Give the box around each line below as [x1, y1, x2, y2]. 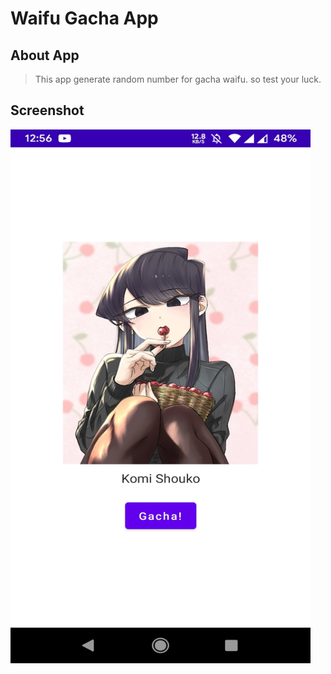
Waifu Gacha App [10, 7, 159, 30]
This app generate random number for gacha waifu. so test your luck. [34, 73, 322, 85]
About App [10, 47, 80, 64]
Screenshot [10, 102, 85, 119]
